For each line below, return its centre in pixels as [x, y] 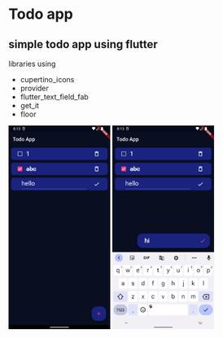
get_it [29, 105]
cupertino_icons [47, 79]
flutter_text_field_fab [55, 97]
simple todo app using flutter [83, 44]
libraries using [32, 64]
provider [34, 88]
